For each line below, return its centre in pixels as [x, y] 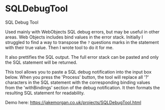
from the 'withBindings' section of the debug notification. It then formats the [82, 87]
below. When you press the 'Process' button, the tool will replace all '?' [77, 77]
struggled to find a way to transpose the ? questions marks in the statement [82, 42]
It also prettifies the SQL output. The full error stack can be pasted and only [82, 57]
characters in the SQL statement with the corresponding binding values [78, 82]
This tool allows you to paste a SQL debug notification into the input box [78, 72]
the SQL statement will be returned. [41, 62]
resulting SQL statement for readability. [45, 93]
